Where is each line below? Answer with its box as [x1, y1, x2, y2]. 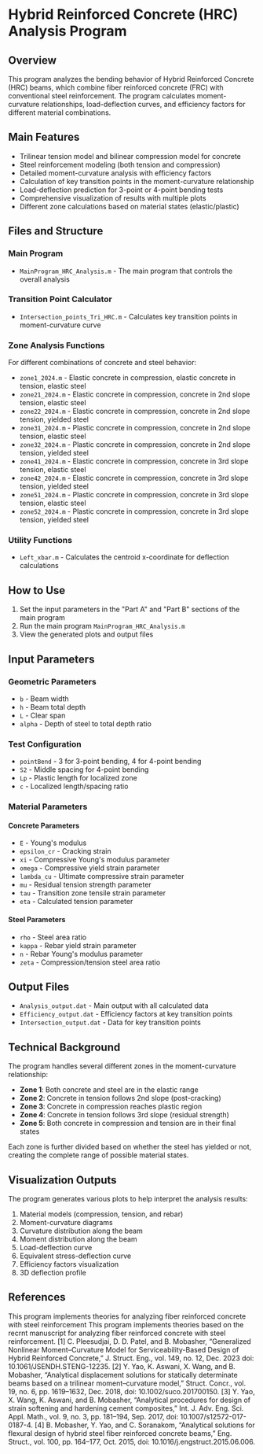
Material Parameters [8, 801, 88, 812]
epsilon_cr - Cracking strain [19, 847, 111, 856]
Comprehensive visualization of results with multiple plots [19, 193, 206, 202]
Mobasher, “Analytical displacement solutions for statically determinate [8, 1370, 238, 1379]
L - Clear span [19, 710, 66, 720]
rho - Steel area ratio [19, 932, 87, 942]
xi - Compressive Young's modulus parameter [19, 855, 170, 865]
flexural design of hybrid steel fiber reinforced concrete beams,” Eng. [8, 1428, 232, 1437]
